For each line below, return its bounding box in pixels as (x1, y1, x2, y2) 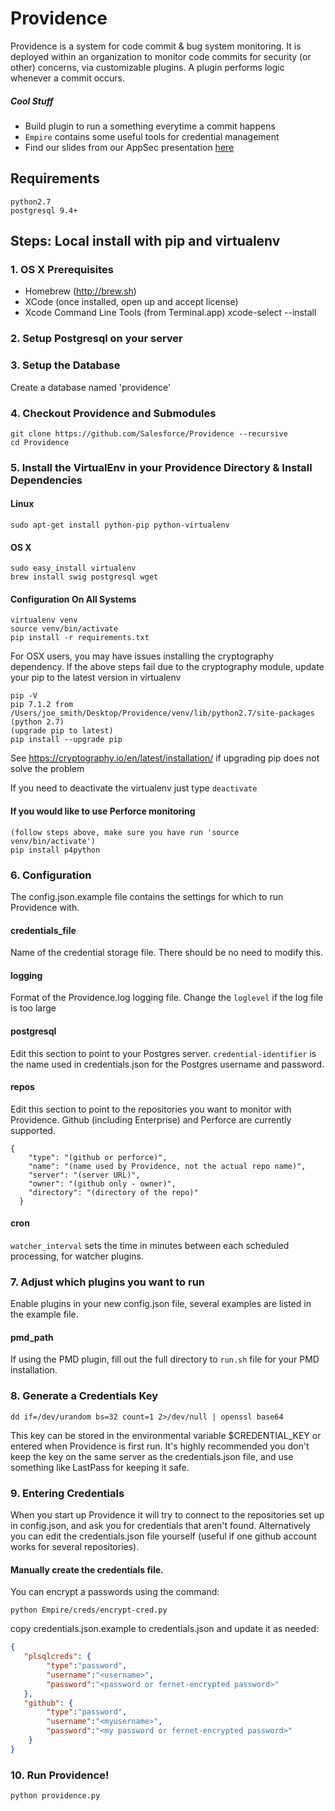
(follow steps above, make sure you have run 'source (10, 827, 240, 837)
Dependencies (10, 473, 83, 487)
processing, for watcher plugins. (10, 1250, 144, 1262)
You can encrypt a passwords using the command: (10, 1586, 220, 1598)
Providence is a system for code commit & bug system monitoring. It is (10, 40, 302, 52)
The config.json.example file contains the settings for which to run (10, 890, 284, 902)
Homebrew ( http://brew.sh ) (24, 285, 137, 297)
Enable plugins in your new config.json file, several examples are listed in (10, 1298, 312, 1310)
